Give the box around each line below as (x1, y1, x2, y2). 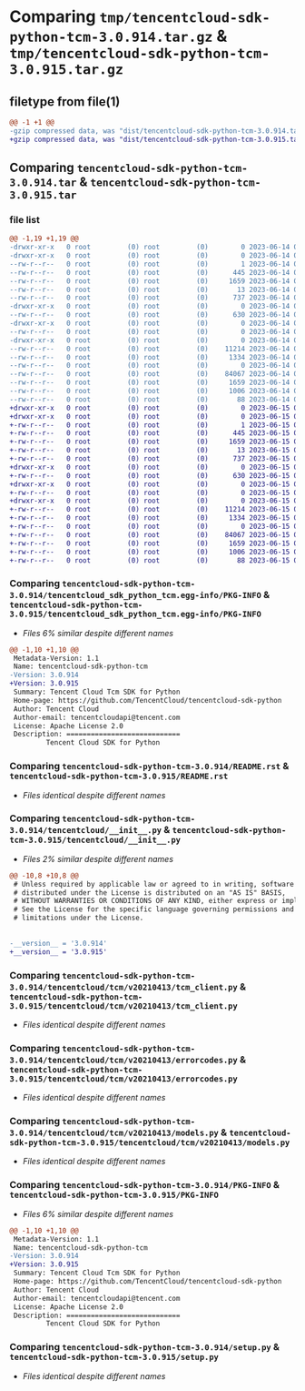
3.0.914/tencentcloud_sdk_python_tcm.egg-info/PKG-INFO (9, 590, 261, 601)
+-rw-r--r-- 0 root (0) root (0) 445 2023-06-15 (9, 429, 290, 438)
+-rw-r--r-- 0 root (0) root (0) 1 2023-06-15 (9, 421, 290, 430)
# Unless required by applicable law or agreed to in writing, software (13, 879, 295, 888)
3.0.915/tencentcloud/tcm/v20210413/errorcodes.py (9, 1073, 238, 1084)
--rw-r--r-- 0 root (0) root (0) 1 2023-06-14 (9, 259, 290, 269)
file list (9, 213, 41, 226)
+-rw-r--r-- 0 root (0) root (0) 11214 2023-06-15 (9, 505, 290, 514)
